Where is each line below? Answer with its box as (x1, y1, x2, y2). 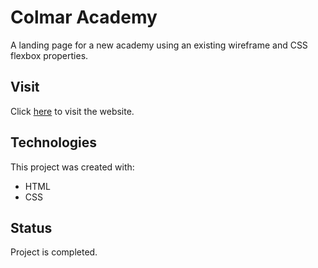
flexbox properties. (10, 49, 89, 61)
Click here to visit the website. (10, 105, 135, 117)
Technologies (10, 134, 98, 151)
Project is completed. (10, 246, 98, 258)
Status (10, 219, 53, 236)
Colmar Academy (10, 6, 158, 29)
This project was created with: (10, 161, 135, 173)
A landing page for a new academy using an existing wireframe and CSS (10, 39, 308, 51)
